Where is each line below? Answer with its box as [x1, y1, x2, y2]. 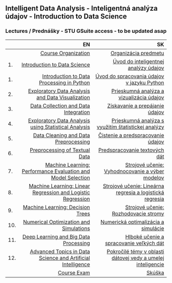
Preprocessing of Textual [30, 146, 91, 154]
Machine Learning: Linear [29, 182, 91, 190]
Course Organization [40, 49, 91, 56]
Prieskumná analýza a [111, 87, 164, 95]
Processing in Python [39, 79, 91, 86]
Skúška [146, 269, 164, 276]
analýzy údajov [127, 64, 164, 71]
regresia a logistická [116, 188, 164, 196]
